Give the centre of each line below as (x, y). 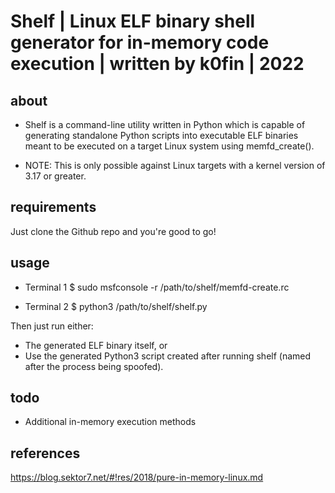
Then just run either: (52, 326)
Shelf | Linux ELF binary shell (133, 21)
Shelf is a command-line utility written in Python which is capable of (165, 124)
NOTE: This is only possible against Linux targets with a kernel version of (175, 165)
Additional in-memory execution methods (110, 422)
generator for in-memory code (140, 42)
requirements (53, 207)
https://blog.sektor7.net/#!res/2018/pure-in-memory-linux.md (137, 477)
